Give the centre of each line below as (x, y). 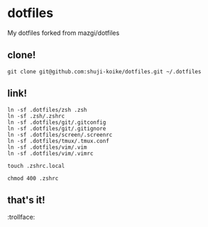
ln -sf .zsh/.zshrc (36, 116)
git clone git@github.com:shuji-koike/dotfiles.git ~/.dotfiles (104, 72)
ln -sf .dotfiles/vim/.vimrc (50, 153)
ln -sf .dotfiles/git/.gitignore (57, 128)
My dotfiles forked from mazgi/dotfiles (64, 33)
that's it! (26, 200)
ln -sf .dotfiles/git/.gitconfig (57, 122)
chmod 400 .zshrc (33, 178)
